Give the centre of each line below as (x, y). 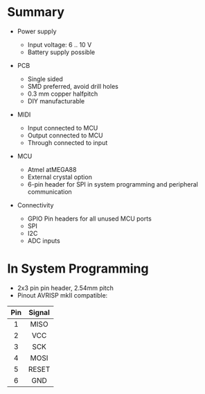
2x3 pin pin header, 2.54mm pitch (65, 288)
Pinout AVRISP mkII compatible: (62, 295)
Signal (39, 312)
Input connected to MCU (63, 128)
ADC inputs (44, 241)
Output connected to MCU (65, 135)
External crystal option (60, 177)
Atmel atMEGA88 (52, 169)
